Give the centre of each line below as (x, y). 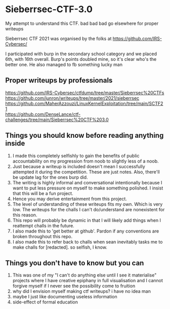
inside (15, 144)
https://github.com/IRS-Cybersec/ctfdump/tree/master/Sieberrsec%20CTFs (85, 93)
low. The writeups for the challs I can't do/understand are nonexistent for (89, 209)
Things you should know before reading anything (84, 136)
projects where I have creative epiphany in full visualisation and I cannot (88, 281)
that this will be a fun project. (43, 193)
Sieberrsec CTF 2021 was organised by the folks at (58, 38)
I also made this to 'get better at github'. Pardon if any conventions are (86, 231)
